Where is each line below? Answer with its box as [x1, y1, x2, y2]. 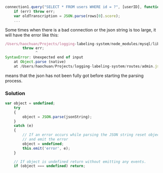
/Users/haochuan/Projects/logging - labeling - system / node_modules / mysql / [5, 41, 153, 46]
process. [5, 78, 23, 83]
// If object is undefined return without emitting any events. [14, 159, 147, 164]
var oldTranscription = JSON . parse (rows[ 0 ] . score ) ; [14, 14, 120, 18]
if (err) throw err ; [14, 9, 55, 14]
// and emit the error [22, 137, 68, 142]
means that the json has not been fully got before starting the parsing [5, 73, 144, 79]
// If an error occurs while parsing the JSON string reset [22, 132, 147, 138]
